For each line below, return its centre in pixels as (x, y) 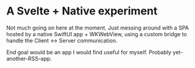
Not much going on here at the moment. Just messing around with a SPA (97, 28)
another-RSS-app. (29, 58)
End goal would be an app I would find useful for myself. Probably (89, 52)
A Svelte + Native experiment (82, 11)
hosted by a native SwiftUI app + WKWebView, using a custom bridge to (97, 34)
